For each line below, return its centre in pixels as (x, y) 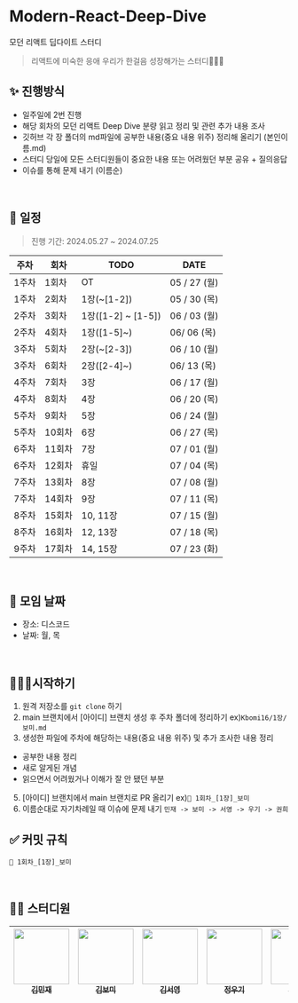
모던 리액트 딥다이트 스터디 (55, 42)
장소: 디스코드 (46, 624)
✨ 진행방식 (37, 92)
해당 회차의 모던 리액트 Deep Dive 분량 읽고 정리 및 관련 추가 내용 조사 (144, 125)
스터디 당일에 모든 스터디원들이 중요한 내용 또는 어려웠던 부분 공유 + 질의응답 (155, 159)
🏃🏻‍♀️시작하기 (42, 683)
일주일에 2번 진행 (52, 115)
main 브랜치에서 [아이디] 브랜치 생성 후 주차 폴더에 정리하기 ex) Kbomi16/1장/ (154, 717)
